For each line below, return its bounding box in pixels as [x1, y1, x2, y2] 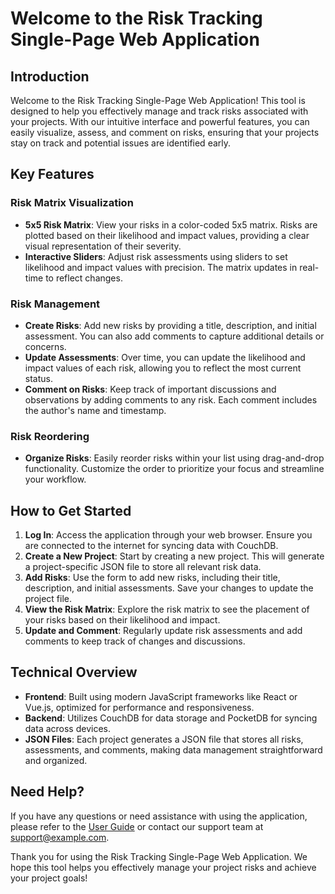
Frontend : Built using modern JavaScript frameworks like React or [24, 690, 298, 702]
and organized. [24, 754, 88, 766]
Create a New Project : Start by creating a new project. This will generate [24, 550, 325, 562]
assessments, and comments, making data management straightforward [24, 743, 323, 756]
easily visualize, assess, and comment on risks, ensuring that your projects [10, 127, 320, 138]
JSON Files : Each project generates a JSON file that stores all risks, [24, 733, 304, 745]
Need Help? [10, 783, 85, 801]
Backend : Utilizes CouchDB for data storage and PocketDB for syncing [24, 712, 318, 724]
